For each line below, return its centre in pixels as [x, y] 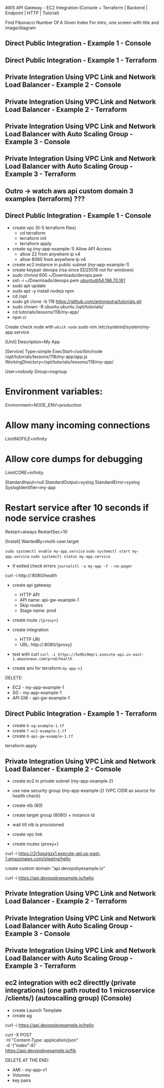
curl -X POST [19, 1034]
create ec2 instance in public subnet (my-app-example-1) [71, 264]
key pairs [21, 1080]
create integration [30, 630]
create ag [22, 1015]
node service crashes [51, 518]
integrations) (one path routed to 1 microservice [80, 991]
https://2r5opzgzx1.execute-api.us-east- [60, 853]
